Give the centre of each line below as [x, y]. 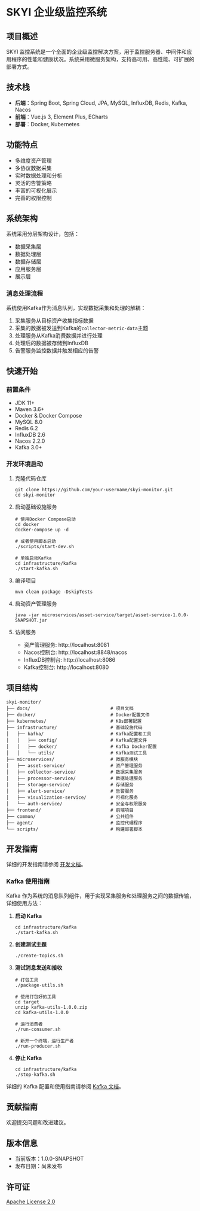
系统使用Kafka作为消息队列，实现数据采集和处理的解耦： [76, 308]
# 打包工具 [27, 980]
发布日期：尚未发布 [39, 1166]
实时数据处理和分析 [39, 175]
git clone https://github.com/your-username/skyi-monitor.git [94, 489]
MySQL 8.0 [29, 422]
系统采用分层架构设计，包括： [43, 234]
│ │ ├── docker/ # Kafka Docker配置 [81, 746]
